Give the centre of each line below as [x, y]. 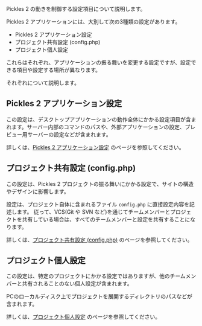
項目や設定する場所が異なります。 [59, 70]
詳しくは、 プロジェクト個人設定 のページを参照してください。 [84, 317]
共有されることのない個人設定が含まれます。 [77, 284]
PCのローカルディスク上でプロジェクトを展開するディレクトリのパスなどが [99, 296]
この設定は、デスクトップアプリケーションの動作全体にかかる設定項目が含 [99, 119]
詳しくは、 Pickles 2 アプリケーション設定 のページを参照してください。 [95, 147]
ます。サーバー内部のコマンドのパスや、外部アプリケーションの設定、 [98, 127]
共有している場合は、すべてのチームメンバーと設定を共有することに [106, 219]
